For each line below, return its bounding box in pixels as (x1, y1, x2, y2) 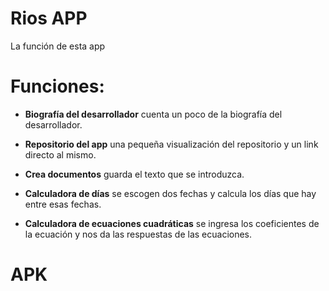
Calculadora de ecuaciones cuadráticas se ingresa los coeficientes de (24, 217, 320, 229)
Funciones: (10, 75, 105, 98)
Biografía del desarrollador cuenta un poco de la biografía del (24, 108, 283, 120)
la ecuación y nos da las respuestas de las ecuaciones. (24, 228, 253, 240)
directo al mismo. (24, 148, 97, 161)
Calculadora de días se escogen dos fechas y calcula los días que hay (24, 187, 317, 199)
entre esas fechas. (24, 198, 102, 210)
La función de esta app (10, 40, 106, 52)
